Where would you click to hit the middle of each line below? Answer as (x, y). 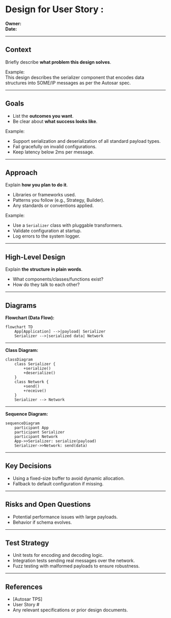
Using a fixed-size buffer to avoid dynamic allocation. (68, 478)
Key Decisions (28, 466)
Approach (21, 173)
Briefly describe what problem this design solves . (58, 62)
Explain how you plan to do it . (36, 185)
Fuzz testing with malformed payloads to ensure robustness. (76, 566)
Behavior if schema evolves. (42, 522)
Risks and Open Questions (48, 505)
